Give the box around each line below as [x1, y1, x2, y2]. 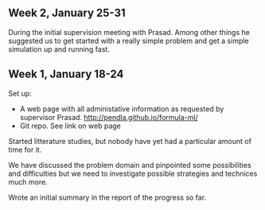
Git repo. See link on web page [19, 121, 122, 130]
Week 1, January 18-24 [8, 68, 124, 81]
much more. [8, 177, 48, 186]
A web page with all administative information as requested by [19, 103, 224, 114]
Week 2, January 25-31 [8, 6, 126, 20]
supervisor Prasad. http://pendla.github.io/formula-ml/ [19, 112, 198, 122]
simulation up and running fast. [8, 44, 110, 54]
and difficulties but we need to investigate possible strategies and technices [8, 169, 258, 178]
